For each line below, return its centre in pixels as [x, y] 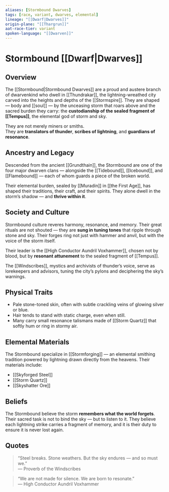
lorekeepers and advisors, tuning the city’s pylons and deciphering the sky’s [84, 271]
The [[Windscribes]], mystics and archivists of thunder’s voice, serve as [80, 266]
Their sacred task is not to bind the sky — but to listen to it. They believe [80, 419]
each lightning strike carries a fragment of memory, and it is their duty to [81, 425]
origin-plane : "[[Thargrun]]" [37, 24]
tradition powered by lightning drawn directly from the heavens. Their [78, 360]
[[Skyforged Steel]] [33, 375]
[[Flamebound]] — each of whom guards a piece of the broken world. [78, 176]
